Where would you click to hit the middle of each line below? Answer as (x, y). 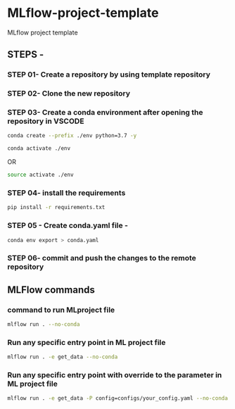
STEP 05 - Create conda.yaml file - (68, 225)
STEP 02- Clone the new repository (69, 94)
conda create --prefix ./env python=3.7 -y (72, 136)
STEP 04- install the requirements (66, 193)
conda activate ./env (39, 149)
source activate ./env (40, 175)
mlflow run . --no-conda (44, 325)
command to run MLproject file (61, 310)
